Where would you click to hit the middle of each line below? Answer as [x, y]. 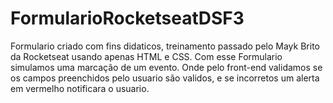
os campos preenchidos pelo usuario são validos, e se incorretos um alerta [165, 78]
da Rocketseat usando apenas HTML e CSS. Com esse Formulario [146, 56]
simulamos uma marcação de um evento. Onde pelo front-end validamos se [166, 67]
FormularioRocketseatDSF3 [127, 18]
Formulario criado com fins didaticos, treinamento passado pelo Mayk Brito [165, 46]
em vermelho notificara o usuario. [80, 88]
